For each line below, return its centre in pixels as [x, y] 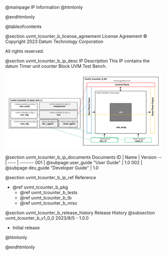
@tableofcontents [23, 26]
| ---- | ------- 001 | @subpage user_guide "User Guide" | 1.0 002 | [74, 162]
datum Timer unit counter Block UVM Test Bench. [56, 66]
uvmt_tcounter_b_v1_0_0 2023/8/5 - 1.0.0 [47, 218]
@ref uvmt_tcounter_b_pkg [40, 187]
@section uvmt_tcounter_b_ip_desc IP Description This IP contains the [78, 61]
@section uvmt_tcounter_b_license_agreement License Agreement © [76, 36]
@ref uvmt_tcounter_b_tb [46, 198]
